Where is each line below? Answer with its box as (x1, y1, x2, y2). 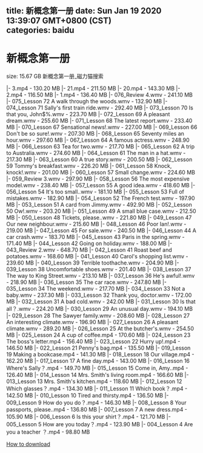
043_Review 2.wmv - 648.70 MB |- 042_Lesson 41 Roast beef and (6, 246, 173, 254)
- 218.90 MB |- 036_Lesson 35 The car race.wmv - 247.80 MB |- (6, 278, 167, 286)
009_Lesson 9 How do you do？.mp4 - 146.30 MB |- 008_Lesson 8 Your (6, 399, 187, 406)
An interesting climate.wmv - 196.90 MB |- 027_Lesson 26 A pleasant (6, 319, 179, 326)
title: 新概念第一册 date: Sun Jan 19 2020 (6, 5, 162, 16)
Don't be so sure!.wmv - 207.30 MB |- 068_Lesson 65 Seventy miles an (6, 130, 185, 137)
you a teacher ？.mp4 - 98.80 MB (6, 428, 90, 436)
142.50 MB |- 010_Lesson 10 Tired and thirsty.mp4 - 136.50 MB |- (6, 392, 169, 399)
